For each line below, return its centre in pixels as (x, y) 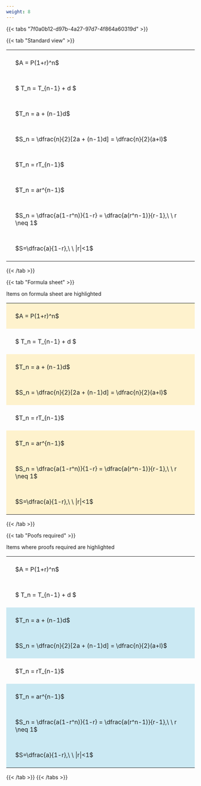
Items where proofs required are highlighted (60, 547)
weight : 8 (19, 12)
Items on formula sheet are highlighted (54, 293)
